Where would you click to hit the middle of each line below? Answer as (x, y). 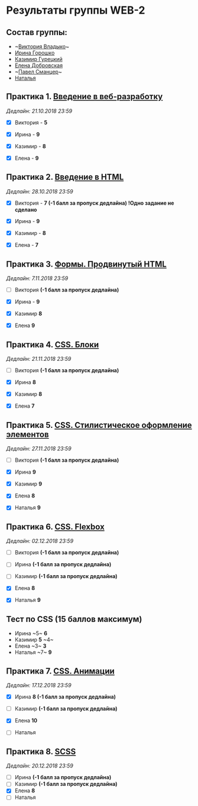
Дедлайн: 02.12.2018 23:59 (40, 541)
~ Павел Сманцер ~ (38, 72)
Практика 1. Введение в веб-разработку (85, 96)
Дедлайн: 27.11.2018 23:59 (39, 449)
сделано (26, 210)
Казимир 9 (28, 484)
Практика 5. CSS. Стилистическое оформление (99, 425)
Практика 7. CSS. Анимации (61, 671)
